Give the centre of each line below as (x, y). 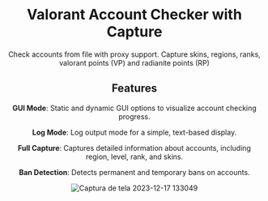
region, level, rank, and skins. (134, 156)
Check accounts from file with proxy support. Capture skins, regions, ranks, (134, 54)
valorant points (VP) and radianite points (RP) (134, 62)
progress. (134, 116)
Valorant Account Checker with (134, 15)
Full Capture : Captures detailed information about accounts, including (134, 148)
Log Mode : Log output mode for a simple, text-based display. (134, 132)
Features (134, 89)
